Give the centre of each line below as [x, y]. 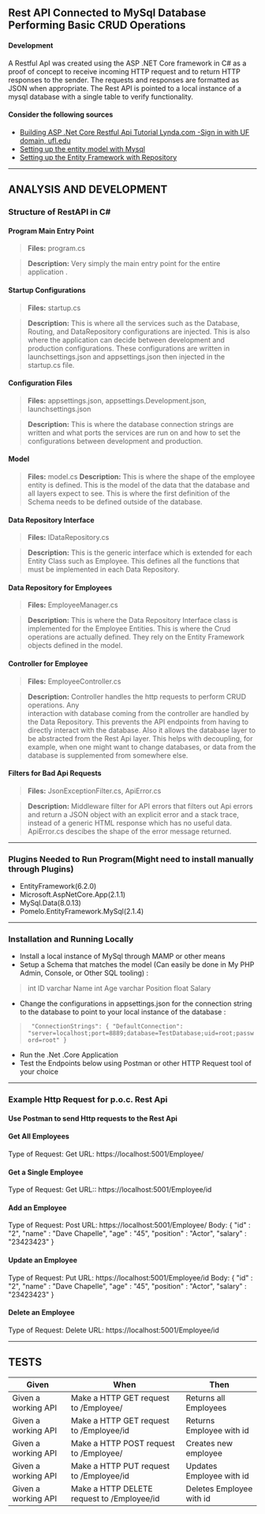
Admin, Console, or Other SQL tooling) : [84, 973]
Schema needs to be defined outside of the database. [115, 501]
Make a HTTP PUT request [120, 1466]
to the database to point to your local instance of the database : [123, 1012]
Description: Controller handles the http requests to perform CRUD [137, 696]
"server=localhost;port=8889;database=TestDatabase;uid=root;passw [140, 1033]
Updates [202, 1466]
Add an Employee [37, 1208]
